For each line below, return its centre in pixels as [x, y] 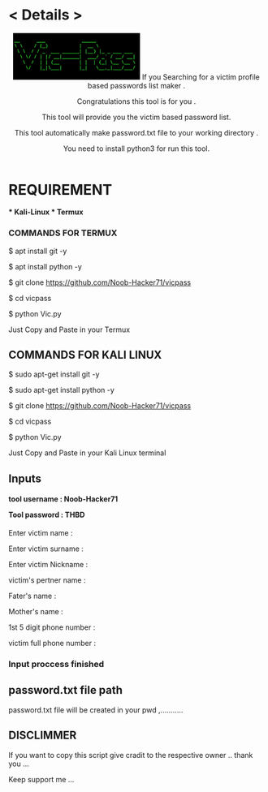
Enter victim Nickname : [48, 565]
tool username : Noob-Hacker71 [63, 499]
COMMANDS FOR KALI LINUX [85, 355]
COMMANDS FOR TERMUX [63, 233]
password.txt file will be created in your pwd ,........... [96, 710]
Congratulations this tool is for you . [136, 101]
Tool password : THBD [47, 515]
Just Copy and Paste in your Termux [69, 329]
